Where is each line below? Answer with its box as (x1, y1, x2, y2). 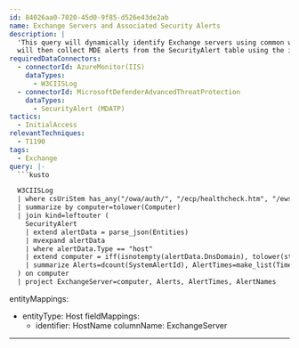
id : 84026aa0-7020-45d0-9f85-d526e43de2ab (9, 12, 169, 22)
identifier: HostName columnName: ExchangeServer (35, 320, 228, 330)
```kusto (17, 170, 50, 179)
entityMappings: (9, 293, 69, 303)
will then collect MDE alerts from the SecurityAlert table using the (17, 46, 285, 55)
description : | (9, 29, 66, 38)
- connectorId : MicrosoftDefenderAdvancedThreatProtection (17, 87, 241, 96)
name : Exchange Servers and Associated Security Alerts (9, 21, 221, 30)
